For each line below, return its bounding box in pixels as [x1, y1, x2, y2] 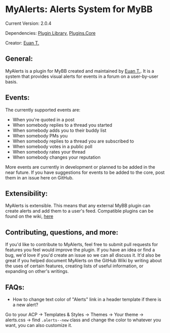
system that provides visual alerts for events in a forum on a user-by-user [5, 73, 158, 79]
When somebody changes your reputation [12, 154, 101, 160]
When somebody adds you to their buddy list [12, 127, 107, 133]
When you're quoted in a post [12, 116, 75, 122]
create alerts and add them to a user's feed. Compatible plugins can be [5, 208, 154, 214]
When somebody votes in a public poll [12, 143, 93, 150]
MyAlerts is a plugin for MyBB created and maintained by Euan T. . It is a [5, 68, 154, 74]
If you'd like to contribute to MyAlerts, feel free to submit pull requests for [5, 242, 158, 248]
